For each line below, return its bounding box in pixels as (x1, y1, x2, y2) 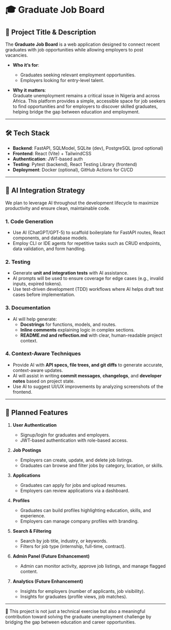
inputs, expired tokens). (12, 281, 63, 287)
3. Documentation (5, 304, 51, 311)
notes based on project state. (12, 378, 75, 384)
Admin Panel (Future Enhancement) (12, 553, 90, 559)
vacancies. (5, 52, 28, 58)
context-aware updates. (12, 367, 64, 373)
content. (20, 568, 38, 574)
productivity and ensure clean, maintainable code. (5, 205, 110, 211)
